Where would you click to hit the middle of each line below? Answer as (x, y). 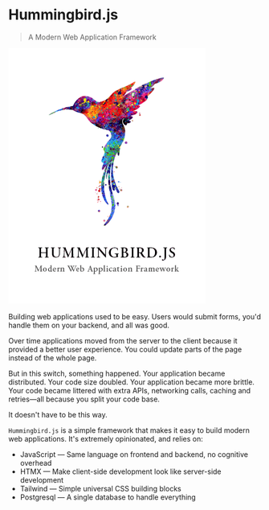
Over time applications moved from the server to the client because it (123, 340)
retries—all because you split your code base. (84, 399)
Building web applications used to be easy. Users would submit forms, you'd (135, 316)
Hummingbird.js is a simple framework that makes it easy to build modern (129, 430)
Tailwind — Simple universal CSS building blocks (101, 488)
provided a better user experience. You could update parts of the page (125, 349)
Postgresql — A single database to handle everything (108, 497)
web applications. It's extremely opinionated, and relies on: (106, 438)
